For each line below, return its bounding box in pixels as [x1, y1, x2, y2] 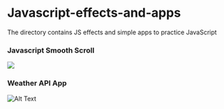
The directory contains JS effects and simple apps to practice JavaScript [7, 28, 218, 36]
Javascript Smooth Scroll [7, 45, 95, 55]
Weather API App [7, 78, 68, 88]
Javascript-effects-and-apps [7, 5, 181, 21]
